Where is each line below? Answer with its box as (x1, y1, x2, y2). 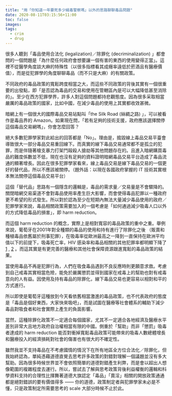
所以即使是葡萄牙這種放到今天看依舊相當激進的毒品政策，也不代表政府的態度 (5, 293, 167, 299)
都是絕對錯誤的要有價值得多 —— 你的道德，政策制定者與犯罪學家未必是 (5, 379, 156, 385)
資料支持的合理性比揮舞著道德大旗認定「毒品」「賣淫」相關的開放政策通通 (9, 372, 165, 379)
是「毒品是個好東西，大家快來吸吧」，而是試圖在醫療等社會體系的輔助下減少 (5, 299, 165, 305)
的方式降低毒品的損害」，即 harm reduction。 (5, 209, 100, 215)
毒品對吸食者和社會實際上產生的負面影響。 (5, 305, 95, 312)
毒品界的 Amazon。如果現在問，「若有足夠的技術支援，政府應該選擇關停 (14, 117, 165, 123)
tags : (5, 27, 17, 32)
